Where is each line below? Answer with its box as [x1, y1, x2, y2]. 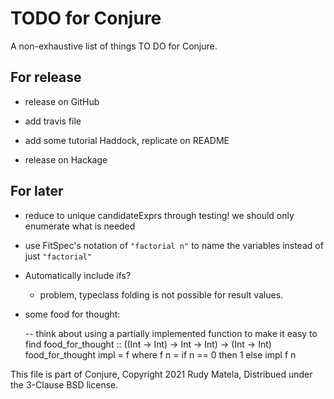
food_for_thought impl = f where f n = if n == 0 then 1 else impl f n [24, 348, 297, 361]
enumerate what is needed [24, 220, 136, 232]
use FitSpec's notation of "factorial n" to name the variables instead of [24, 239, 324, 251]
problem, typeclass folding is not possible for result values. [39, 288, 284, 301]
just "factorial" [24, 250, 93, 262]
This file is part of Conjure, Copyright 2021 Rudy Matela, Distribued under [10, 368, 313, 380]
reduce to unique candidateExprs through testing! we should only [24, 209, 295, 221]
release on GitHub [24, 95, 100, 107]
